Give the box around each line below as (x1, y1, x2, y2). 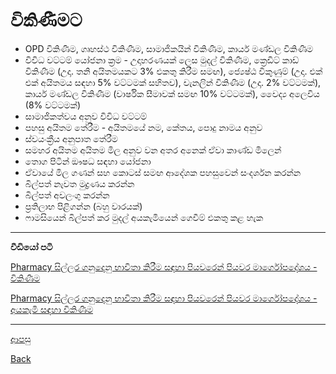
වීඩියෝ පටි (10, 240, 53, 253)
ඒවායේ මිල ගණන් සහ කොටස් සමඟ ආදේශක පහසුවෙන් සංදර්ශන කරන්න (24, 166, 302, 178)
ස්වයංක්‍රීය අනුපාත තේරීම (24, 132, 118, 144)
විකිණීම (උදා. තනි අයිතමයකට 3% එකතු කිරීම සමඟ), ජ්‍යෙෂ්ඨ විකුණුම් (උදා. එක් (24, 65, 323, 77)
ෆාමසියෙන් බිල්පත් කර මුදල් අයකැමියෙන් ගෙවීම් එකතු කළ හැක (24, 211, 264, 223)
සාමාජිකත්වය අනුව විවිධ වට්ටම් (24, 110, 148, 122)
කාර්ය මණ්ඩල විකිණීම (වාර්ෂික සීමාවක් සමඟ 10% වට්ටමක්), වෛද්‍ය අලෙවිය (24, 87, 320, 99)
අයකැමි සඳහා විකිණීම (10, 303, 93, 315)
